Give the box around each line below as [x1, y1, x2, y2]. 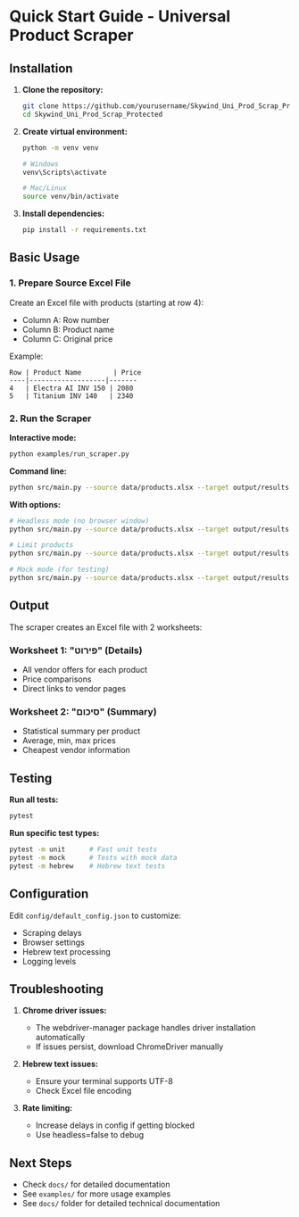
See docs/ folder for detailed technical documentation [21, 1198, 220, 1209]
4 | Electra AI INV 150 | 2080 [9, 384, 134, 393]
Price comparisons [21, 674, 92, 684]
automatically [35, 1032, 86, 1043]
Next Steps [9, 1155, 72, 1171]
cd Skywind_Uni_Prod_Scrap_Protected [21, 110, 163, 119]
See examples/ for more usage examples [21, 1188, 171, 1199]
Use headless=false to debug [35, 1130, 145, 1140]
